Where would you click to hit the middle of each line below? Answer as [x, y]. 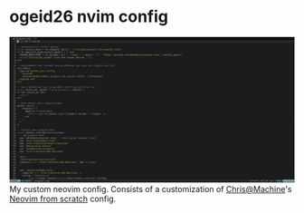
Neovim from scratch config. [63, 198]
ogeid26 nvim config [89, 17]
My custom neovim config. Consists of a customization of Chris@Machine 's [151, 189]
